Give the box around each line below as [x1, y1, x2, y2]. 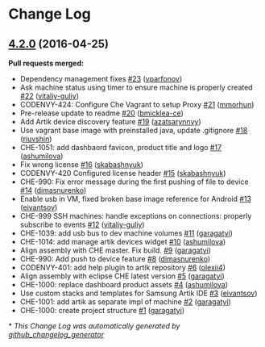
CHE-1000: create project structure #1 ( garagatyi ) [19, 306, 185, 315]
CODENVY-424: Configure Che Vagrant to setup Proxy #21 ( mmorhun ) [19, 100, 255, 109]
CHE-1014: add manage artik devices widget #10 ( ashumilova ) [19, 237, 226, 246]
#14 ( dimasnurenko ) [19, 186, 87, 194]
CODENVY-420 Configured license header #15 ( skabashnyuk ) [19, 169, 226, 178]
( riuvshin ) [19, 134, 52, 144]
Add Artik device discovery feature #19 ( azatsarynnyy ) [19, 117, 201, 126]
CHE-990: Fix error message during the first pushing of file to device [19, 177, 249, 186]
